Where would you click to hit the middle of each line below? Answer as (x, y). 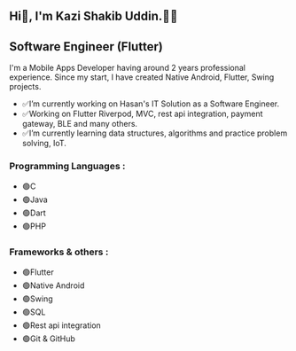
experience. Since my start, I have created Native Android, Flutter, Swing (142, 77)
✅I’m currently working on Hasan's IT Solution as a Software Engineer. (151, 104)
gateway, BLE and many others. (80, 124)
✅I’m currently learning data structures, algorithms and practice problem (155, 133)
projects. (25, 87)
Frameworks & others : (59, 252)
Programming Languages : (67, 167)
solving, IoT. (44, 144)
